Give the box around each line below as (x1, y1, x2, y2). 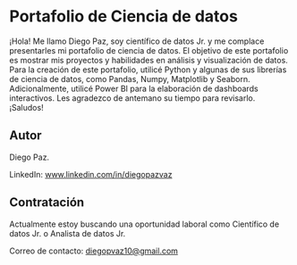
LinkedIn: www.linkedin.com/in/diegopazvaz (9, 169, 173, 179)
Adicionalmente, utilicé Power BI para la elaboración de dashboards (9, 83, 259, 94)
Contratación (9, 195, 85, 211)
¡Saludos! (9, 102, 44, 112)
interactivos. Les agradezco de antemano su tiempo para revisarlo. (9, 92, 256, 104)
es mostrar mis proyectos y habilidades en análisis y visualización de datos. (9, 54, 288, 65)
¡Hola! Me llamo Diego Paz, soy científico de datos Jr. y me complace (9, 36, 265, 46)
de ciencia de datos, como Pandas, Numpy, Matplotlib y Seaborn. (9, 73, 250, 84)
